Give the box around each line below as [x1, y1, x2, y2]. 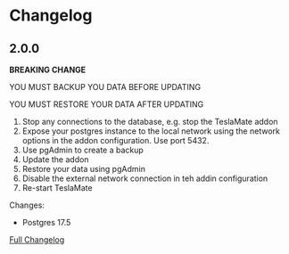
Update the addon [21, 154, 89, 165]
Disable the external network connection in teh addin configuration [21, 173, 268, 184]
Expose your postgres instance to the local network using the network [21, 126, 281, 136]
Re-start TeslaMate [21, 183, 93, 193]
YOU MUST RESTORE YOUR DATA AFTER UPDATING [9, 99, 204, 110]
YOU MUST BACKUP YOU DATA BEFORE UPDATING [9, 82, 202, 92]
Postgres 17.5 [21, 217, 71, 227]
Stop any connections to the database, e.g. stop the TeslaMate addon [21, 117, 278, 127]
